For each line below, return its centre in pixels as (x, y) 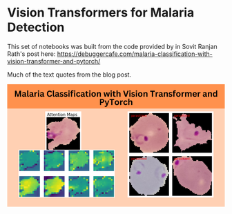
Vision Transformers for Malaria (101, 13)
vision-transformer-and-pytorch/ (54, 61)
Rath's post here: (31, 54)
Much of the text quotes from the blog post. (69, 75)
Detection (36, 27)
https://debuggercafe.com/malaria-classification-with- (135, 54)
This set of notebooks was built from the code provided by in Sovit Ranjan (112, 46)
